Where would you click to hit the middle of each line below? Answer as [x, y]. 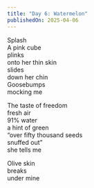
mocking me [25, 92]
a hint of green [28, 127]
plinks [16, 55]
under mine [23, 178]
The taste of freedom [37, 105]
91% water [22, 120]
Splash [17, 40]
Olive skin [21, 163]
